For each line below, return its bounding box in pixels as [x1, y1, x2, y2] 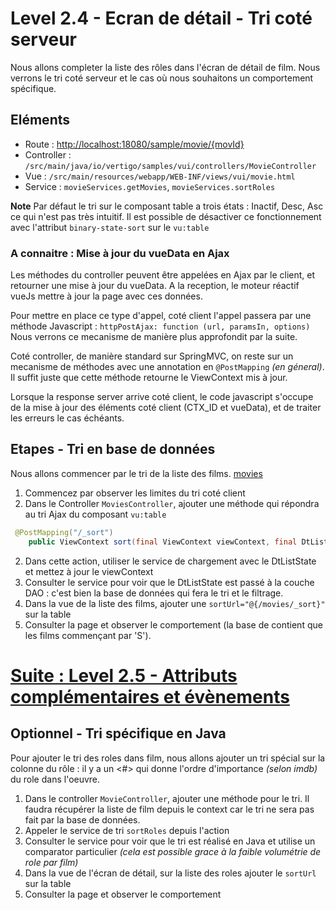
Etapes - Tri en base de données [10, 441, 216, 458]
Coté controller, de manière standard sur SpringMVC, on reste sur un [10, 350, 294, 362]
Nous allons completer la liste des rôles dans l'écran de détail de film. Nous [10, 61, 321, 73]
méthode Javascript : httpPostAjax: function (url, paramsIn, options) [10, 320, 311, 332]
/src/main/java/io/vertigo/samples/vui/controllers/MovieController [24, 161, 317, 171]
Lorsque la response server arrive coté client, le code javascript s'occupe [10, 391, 314, 403]
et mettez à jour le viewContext [24, 565, 154, 577]
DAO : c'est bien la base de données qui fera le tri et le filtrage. [24, 587, 284, 599]
